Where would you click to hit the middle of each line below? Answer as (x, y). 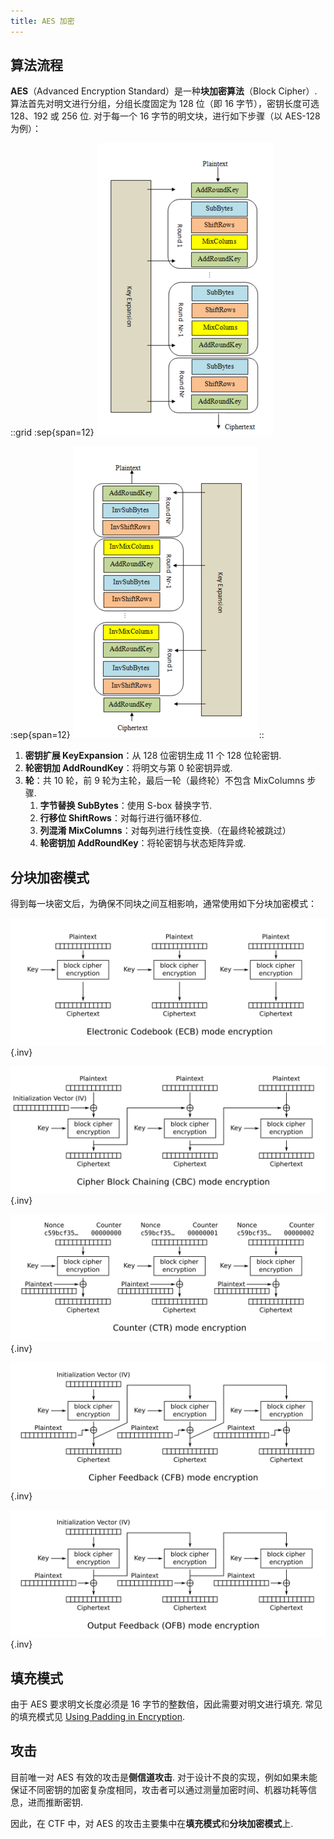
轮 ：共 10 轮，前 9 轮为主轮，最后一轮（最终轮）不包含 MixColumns (164, 781)
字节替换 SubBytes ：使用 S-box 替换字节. (126, 806)
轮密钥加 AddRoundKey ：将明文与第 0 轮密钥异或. (128, 768)
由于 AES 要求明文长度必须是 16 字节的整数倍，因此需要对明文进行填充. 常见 (166, 1704)
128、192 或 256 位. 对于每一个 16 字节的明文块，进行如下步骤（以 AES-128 (165, 116)
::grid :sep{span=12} (52, 432)
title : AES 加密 (42, 21)
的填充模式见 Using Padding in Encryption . (97, 1716)
